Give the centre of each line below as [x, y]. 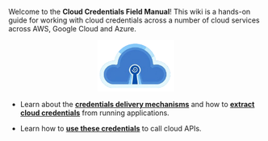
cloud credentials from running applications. [94, 113]
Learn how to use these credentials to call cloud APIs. [111, 128]
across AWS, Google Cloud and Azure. [73, 29]
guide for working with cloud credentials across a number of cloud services [134, 20]
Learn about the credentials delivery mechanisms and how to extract [137, 104]
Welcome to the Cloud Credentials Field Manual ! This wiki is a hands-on [130, 12]
